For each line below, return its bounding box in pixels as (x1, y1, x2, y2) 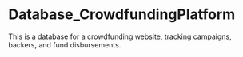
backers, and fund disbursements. (8, 40, 121, 49)
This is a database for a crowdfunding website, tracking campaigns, (8, 32, 232, 41)
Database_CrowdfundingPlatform (8, 6, 236, 24)
